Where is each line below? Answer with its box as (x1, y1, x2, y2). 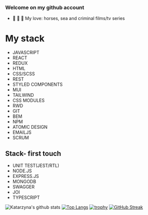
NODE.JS (12, 168, 32, 174)
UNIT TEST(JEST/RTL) (12, 162, 59, 169)
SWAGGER (12, 184, 35, 190)
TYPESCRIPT (12, 194, 40, 200)
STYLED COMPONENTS (12, 82, 63, 88)
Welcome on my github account (5, 4, 84, 11)
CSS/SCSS (12, 71, 35, 77)
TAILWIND (12, 92, 34, 98)
